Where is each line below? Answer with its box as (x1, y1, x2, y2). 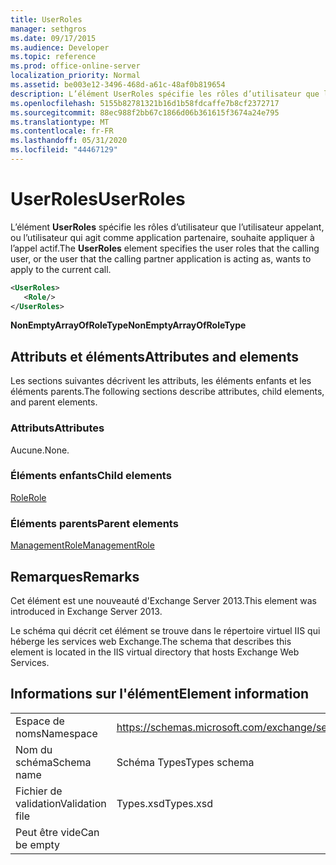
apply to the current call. (10, 263, 112, 275)
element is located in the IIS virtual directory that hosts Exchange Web (10, 646, 300, 658)
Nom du (15, 742, 53, 756)
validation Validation (15, 796, 107, 810)
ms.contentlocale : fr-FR (10, 126, 114, 136)
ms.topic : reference (10, 52, 97, 62)
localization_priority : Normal (10, 71, 141, 81)
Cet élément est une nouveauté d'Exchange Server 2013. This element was (10, 594, 317, 606)
